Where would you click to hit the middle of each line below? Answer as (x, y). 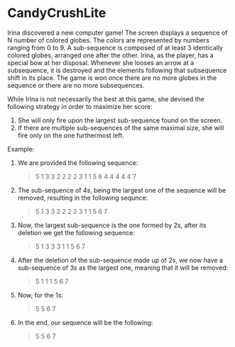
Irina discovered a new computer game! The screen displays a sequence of (117, 33)
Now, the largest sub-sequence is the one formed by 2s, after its (112, 225)
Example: (21, 149)
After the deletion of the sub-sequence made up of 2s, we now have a (120, 260)
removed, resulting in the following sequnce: (83, 198)
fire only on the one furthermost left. (71, 135)
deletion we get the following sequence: (76, 232)
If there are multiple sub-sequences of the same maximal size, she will (121, 127)
